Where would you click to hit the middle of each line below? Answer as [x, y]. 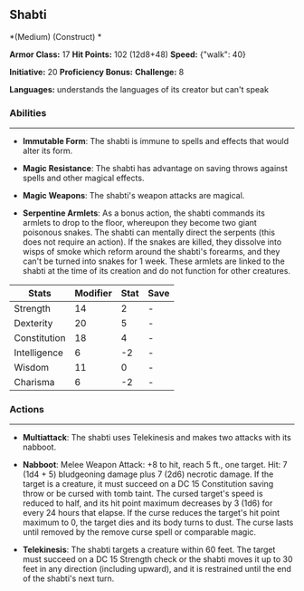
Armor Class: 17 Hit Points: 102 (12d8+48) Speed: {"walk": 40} [128, 54]
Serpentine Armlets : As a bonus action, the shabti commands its [143, 213]
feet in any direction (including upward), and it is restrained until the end [157, 569]
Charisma [34, 383]
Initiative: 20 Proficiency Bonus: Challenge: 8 [97, 72]
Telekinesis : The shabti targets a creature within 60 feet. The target [149, 550]
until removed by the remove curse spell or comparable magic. [139, 532]
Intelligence [38, 353]
